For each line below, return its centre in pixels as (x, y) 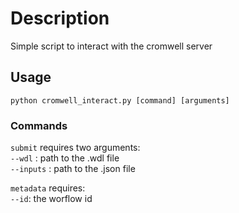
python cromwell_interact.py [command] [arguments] (120, 100)
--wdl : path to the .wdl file (65, 158)
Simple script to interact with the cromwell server (111, 46)
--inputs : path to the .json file (73, 169)
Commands (39, 125)
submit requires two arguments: (75, 148)
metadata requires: (48, 188)
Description (60, 18)
